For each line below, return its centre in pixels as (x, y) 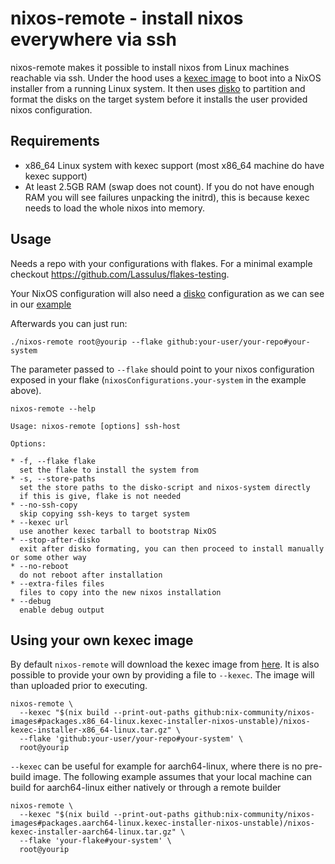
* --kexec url (40, 522)
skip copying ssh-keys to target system (104, 513)
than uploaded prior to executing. (79, 686)
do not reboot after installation (91, 575)
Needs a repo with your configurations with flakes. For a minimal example (161, 263)
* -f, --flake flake (53, 461)
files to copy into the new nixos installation (120, 592)
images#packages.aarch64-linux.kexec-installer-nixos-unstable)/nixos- (162, 823)
